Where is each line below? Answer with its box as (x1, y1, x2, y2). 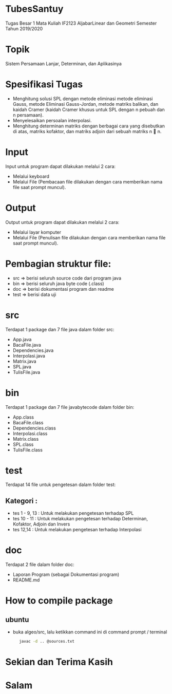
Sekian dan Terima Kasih (5, 656, 113, 668)
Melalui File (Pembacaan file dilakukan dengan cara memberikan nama (12, 178, 163, 185)
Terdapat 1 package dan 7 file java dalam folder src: (5, 326, 114, 332)
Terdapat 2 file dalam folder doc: (5, 561, 74, 568)
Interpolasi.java (12, 352, 45, 359)
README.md (12, 577, 40, 583)
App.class (12, 414, 34, 420)
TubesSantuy (5, 3, 64, 15)
